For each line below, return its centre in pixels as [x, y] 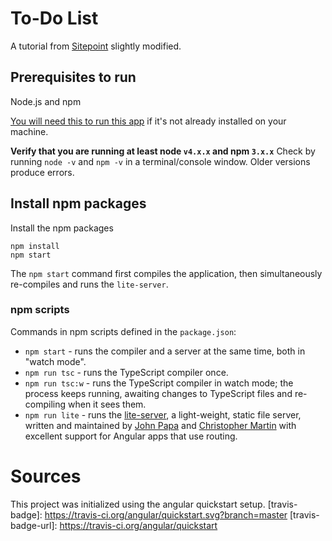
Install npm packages [78, 203]
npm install [35, 246]
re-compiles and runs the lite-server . [89, 284]
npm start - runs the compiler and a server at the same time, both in [165, 351]
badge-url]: [34, 525]
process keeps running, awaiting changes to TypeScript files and [158, 393]
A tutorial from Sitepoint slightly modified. [96, 46]
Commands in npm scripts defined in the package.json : [123, 331]
